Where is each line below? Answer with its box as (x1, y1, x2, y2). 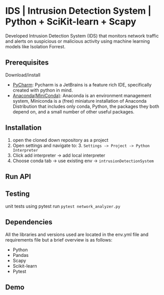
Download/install (5, 72, 41, 78)
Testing (5, 190, 30, 198)
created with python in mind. (12, 87, 73, 93)
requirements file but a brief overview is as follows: (5, 237, 113, 243)
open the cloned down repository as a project (12, 137, 108, 143)
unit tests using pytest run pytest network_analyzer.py (5, 203, 121, 209)
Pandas (12, 252, 29, 258)
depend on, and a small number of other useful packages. (12, 108, 135, 114)
